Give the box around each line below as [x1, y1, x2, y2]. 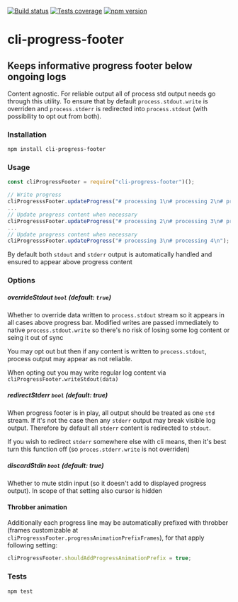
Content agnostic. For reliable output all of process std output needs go [7, 89, 216, 98]
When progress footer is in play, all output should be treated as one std [7, 409, 215, 417]
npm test [7, 588, 33, 595]
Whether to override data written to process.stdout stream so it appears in [7, 311, 225, 319]
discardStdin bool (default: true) [7, 461, 104, 470]
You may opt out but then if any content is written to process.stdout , [7, 347, 207, 356]
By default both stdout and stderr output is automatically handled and [7, 250, 212, 259]
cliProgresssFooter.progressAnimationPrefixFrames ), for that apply [7, 533, 205, 542]
